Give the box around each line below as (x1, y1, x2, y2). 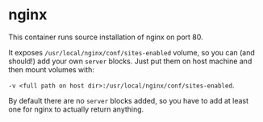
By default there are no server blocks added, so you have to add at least (8, 96, 248, 105)
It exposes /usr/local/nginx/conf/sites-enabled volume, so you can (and (8, 47, 256, 57)
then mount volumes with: (8, 64, 95, 74)
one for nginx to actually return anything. (8, 104, 144, 114)
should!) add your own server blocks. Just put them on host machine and (8, 56, 253, 66)
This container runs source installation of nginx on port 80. (8, 32, 203, 42)
